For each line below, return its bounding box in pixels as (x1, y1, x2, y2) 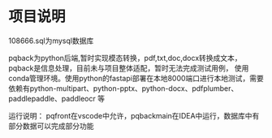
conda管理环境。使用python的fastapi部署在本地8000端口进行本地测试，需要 (8, 73, 264, 83)
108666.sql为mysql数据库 (8, 36, 94, 45)
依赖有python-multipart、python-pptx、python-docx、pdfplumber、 (8, 83, 239, 93)
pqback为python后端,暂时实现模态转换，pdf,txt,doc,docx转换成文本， (8, 53, 242, 63)
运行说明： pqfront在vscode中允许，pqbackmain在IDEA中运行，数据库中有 (8, 110, 260, 120)
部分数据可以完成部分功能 (8, 121, 94, 131)
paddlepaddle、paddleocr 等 (8, 93, 106, 103)
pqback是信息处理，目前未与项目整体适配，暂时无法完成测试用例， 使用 (8, 63, 249, 73)
